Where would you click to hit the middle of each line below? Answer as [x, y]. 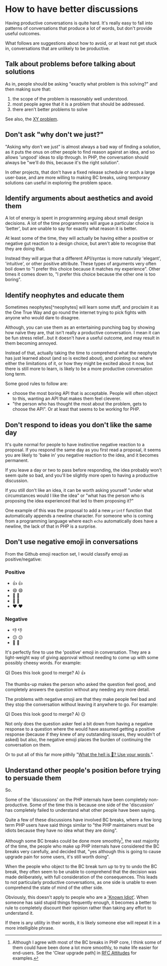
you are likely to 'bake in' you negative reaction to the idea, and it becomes [82, 455]
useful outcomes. [23, 33]
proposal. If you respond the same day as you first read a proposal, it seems [83, 450]
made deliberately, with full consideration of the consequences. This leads [82, 877]
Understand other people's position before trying [83, 770]
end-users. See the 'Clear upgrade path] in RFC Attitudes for [75, 953]
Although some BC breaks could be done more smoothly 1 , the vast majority [82, 840]
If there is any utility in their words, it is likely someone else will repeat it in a [83, 922]
